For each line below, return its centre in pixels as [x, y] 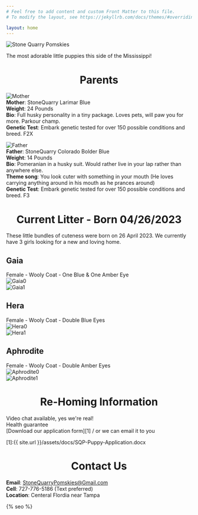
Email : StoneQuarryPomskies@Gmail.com [57, 483]
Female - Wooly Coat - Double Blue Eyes [55, 320]
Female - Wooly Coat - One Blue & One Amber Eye [67, 275]
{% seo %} [19, 506]
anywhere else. [24, 170]
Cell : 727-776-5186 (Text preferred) [49, 488]
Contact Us [99, 466]
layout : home [22, 28]
